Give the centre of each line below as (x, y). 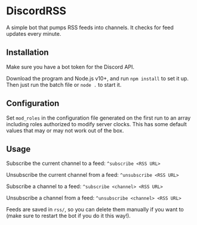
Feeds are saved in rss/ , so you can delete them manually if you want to (95, 210)
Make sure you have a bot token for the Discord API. (70, 67)
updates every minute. (34, 33)
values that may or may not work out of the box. (65, 130)
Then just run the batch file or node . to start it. (64, 85)
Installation (27, 53)
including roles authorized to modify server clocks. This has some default (96, 124)
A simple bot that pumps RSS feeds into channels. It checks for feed (90, 27)
